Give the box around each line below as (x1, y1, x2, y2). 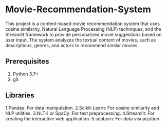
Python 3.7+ (12, 71, 39, 77)
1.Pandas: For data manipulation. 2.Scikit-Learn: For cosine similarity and (5, 104, 159, 111)
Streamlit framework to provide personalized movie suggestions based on (5, 31, 162, 37)
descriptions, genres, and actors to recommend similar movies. (5, 42, 139, 48)
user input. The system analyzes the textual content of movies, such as (5, 37, 156, 43)
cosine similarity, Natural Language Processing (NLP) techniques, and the (5, 26, 161, 32)
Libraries (5, 91, 34, 100)
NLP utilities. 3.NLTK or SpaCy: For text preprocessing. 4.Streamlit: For (5, 110, 155, 116)
